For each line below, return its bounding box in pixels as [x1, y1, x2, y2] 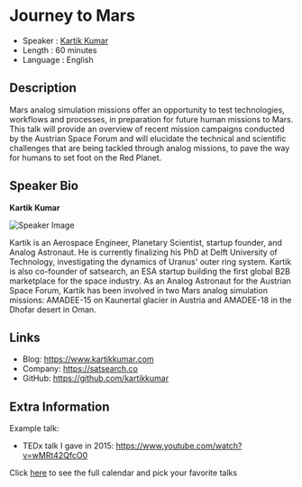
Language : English [22, 54, 94, 65]
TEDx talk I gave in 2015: [22, 440, 114, 451]
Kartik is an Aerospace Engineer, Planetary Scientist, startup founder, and [9, 237, 282, 248]
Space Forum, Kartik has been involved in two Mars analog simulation [9, 284, 269, 295]
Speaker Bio [9, 178, 79, 194]
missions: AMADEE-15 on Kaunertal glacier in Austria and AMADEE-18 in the [9, 294, 292, 305]
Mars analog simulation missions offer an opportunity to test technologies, [9, 104, 286, 115]
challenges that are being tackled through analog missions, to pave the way [9, 142, 290, 153]
